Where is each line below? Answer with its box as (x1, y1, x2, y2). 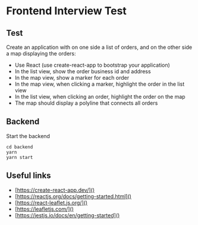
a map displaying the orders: (6, 50, 76, 57)
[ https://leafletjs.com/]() (14, 205, 74, 212)
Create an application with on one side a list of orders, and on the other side (6, 43, 193, 51)
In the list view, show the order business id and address (14, 68, 151, 75)
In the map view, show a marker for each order (14, 74, 130, 81)
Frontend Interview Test (6, 4, 127, 18)
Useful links (6, 171, 52, 181)
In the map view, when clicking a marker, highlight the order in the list (14, 80, 185, 87)
